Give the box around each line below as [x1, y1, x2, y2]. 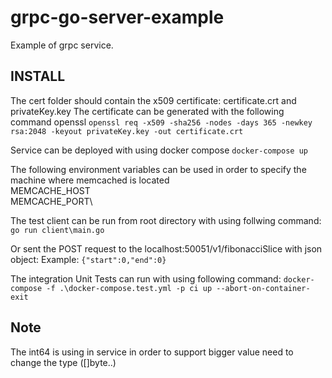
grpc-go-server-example [10, 6, 225, 29]
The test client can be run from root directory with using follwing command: [10, 214, 322, 226]
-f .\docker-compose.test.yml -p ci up [46, 283, 213, 293]
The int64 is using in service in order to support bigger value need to [10, 346, 294, 358]
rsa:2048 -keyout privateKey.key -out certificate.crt [10, 126, 244, 136]
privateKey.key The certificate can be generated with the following [10, 105, 285, 117]
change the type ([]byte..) [10, 356, 117, 368]
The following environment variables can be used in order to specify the [10, 163, 307, 175]
